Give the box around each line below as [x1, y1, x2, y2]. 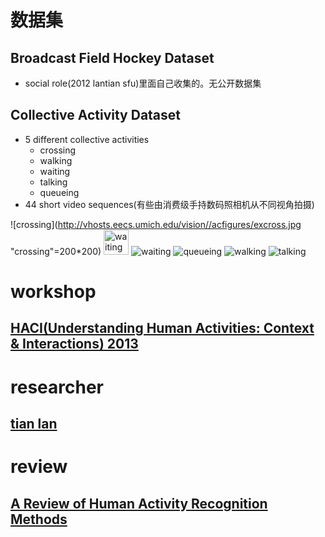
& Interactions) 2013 [10, 336, 139, 353]
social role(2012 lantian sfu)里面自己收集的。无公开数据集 [24, 77, 262, 89]
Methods [10, 511, 68, 528]
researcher [10, 376, 104, 398]
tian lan [10, 415, 58, 432]
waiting [39, 165, 71, 177]
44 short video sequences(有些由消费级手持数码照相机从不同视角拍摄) [24, 198, 315, 210]
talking [39, 176, 68, 188]
